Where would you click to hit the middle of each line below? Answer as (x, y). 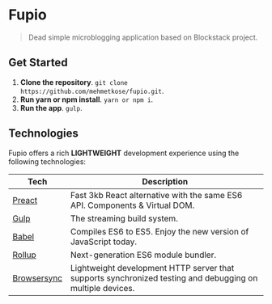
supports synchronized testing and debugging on (164, 278)
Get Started (38, 63)
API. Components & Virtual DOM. (132, 205)
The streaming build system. (124, 218)
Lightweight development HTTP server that (152, 268)
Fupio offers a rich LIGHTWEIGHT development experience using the (124, 153)
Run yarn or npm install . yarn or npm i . (87, 99)
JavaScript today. (104, 242)
